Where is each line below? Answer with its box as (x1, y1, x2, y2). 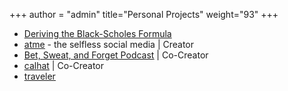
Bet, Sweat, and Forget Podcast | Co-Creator (23, 49, 209, 61)
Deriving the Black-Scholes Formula (23, 28, 172, 39)
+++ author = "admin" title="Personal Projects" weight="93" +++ (9, 9, 279, 20)
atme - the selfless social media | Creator (23, 39, 195, 50)
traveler (23, 70, 56, 82)
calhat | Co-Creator (23, 60, 105, 71)
